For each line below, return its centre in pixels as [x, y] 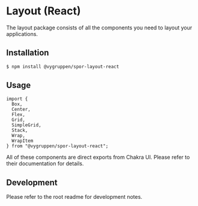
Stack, [20, 131]
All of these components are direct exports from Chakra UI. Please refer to [98, 157]
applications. [22, 34]
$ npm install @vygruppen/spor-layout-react [63, 66]
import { [17, 99]
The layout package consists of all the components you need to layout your [99, 28]
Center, [21, 110]
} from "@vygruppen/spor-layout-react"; [58, 146]
